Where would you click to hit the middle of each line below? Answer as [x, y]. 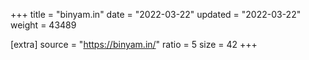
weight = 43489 [43, 25]
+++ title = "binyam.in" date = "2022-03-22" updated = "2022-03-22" [156, 14]
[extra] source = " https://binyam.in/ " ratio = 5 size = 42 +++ [134, 44]
